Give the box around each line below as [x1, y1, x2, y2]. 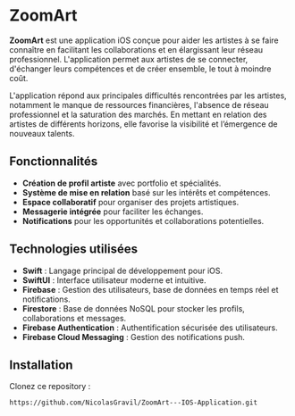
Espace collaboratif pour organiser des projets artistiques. [21, 196, 240, 207]
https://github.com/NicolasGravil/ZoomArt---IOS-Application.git [9, 398, 257, 407]
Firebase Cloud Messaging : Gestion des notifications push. [21, 331, 246, 342]
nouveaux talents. [9, 128, 75, 138]
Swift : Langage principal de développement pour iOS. [21, 265, 223, 276]
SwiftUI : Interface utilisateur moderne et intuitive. [21, 274, 206, 286]
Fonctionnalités [9, 154, 98, 170]
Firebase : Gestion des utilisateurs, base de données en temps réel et [21, 284, 279, 295]
